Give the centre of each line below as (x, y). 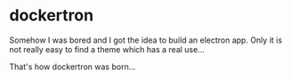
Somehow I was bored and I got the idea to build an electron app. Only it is (146, 40)
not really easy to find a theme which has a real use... (107, 49)
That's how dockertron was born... (73, 67)
